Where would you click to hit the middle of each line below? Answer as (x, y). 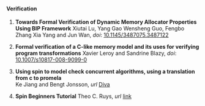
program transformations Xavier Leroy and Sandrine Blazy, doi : (96, 53)
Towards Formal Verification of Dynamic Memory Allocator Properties (106, 22)
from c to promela (38, 78)
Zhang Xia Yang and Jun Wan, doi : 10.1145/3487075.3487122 (92, 35)
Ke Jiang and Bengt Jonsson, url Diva (62, 85)
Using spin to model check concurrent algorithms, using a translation (105, 72)
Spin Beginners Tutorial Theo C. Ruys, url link (73, 96)
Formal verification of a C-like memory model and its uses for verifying (107, 47)
